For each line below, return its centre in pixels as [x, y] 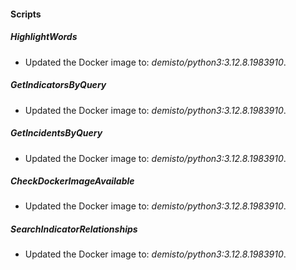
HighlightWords [44, 37]
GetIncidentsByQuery [56, 133]
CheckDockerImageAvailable [72, 181]
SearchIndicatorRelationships [74, 229]
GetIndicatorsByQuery [58, 85]
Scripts [26, 14]
